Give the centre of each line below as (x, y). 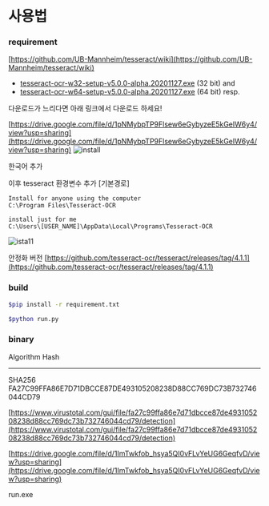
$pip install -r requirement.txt (64, 304)
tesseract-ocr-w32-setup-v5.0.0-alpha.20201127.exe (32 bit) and (127, 83)
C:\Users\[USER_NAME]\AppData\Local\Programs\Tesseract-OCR (111, 227)
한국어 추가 (26, 167)
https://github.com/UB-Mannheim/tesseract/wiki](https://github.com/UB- (132, 59)
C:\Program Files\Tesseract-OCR (62, 206)
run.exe (21, 494)
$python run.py (34, 319)
